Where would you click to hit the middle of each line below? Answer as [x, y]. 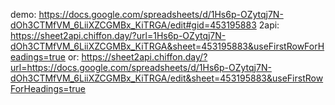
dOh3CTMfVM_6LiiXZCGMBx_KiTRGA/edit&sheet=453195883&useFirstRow [167, 78]
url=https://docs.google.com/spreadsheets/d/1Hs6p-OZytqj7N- [141, 67]
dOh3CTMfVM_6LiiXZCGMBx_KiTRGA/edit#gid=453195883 [133, 25]
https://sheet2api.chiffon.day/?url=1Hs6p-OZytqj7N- [118, 35]
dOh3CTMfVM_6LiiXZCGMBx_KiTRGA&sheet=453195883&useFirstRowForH [167, 46]
